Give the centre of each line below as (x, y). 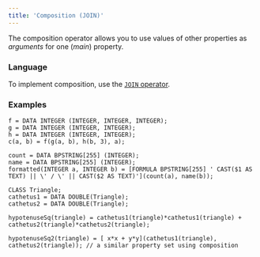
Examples (28, 104)
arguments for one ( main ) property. (66, 46)
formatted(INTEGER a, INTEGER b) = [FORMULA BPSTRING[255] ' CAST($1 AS (130, 170)
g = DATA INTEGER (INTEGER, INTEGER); (72, 128)
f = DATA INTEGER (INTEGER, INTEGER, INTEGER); (88, 121)
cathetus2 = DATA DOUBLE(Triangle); (68, 204)
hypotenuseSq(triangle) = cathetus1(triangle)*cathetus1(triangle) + (125, 218)
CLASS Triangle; (35, 191)
